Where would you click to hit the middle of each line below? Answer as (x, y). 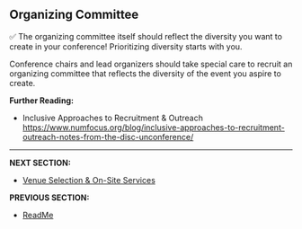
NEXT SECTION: (40, 163)
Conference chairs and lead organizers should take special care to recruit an (151, 64)
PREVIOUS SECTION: (49, 198)
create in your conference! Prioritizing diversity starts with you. (126, 46)
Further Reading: (42, 100)
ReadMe (38, 215)
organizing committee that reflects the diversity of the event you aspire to (145, 73)
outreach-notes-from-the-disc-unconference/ (108, 137)
